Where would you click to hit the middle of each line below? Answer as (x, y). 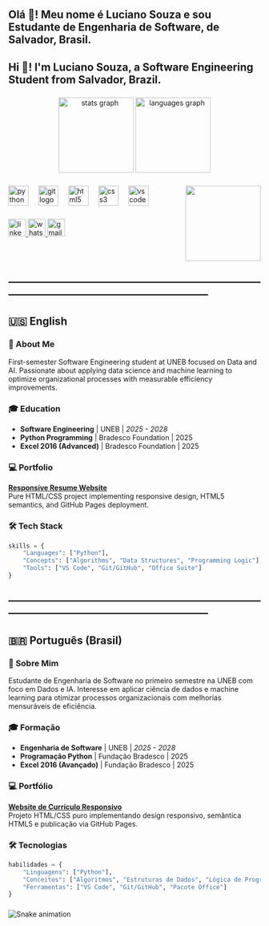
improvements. (33, 387)
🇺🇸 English (38, 321)
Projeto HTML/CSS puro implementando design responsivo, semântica (125, 815)
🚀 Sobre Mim (34, 663)
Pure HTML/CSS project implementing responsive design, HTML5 (116, 496)
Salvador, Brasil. (50, 40)
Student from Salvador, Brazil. (85, 80)
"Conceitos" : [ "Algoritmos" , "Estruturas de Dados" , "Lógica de (132, 879)
